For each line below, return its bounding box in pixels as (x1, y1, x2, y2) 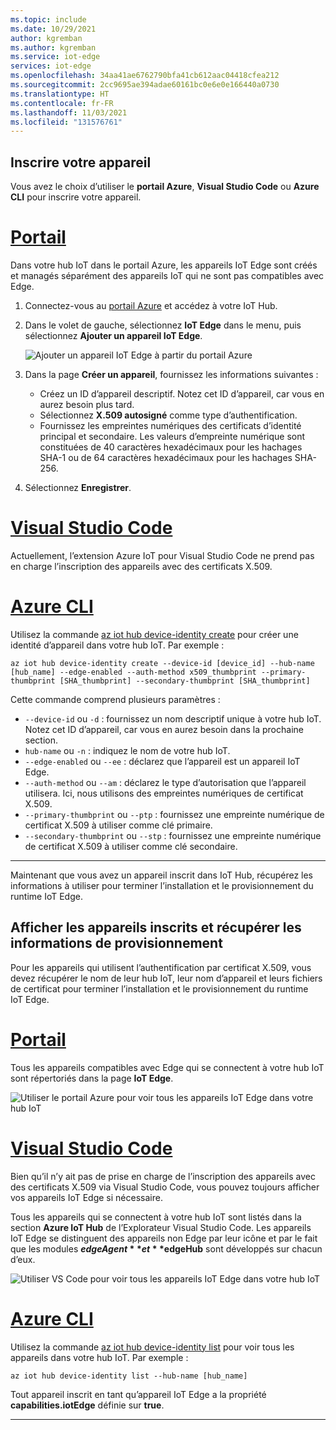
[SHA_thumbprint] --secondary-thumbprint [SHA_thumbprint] (59, 676, 311, 686)
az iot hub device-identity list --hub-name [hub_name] (10, 1371, 248, 1381)
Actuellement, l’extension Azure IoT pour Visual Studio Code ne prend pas (10, 549, 315, 561)
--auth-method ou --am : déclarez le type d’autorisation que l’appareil (24, 776, 307, 788)
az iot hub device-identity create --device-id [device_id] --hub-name (10, 658, 315, 668)
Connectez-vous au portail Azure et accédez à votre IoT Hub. (24, 300, 278, 311)
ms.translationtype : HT (10, 89, 110, 99)
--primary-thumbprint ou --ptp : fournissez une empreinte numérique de (24, 808, 325, 820)
